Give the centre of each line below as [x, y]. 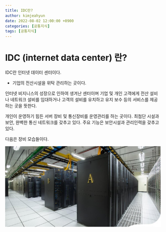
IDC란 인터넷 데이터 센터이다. [33, 73]
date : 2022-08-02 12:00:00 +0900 [40, 21]
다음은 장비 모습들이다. [27, 139]
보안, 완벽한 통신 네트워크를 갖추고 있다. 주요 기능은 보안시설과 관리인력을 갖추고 [82, 122]
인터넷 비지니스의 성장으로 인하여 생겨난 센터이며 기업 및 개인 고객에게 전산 [77, 93]
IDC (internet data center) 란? [66, 58]
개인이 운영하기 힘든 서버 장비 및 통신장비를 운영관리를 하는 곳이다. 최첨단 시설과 [82, 116]
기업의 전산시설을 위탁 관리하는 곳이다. [49, 83]
